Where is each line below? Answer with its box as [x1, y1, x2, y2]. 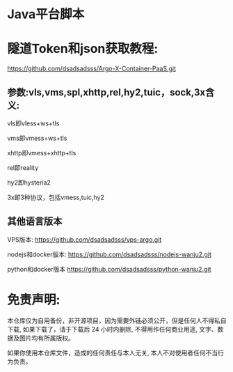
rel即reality [7, 163, 39, 171]
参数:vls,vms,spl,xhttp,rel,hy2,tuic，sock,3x [7, 86, 206, 98]
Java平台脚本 [7, 6, 85, 22]
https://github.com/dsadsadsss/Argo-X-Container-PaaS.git [7, 64, 176, 73]
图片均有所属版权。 [19, 334, 74, 342]
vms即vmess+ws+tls [7, 134, 67, 142]
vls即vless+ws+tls [7, 119, 60, 127]
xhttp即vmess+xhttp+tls [7, 148, 77, 157]
